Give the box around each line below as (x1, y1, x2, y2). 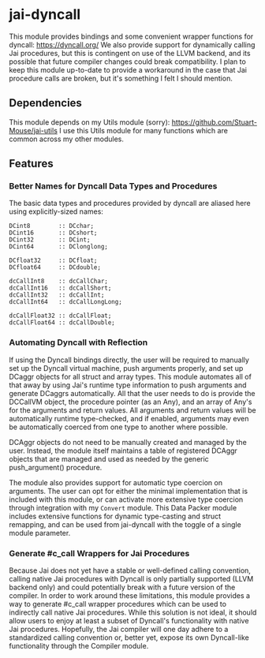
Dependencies (9, 96, 82, 110)
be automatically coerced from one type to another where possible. (9, 422, 228, 432)
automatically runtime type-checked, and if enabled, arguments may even (9, 413, 249, 423)
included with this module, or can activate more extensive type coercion (9, 495, 244, 504)
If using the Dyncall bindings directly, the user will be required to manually (9, 355, 249, 365)
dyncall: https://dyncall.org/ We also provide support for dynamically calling (9, 39, 256, 49)
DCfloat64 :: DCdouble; (9, 264, 102, 271)
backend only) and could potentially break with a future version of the (9, 582, 236, 593)
